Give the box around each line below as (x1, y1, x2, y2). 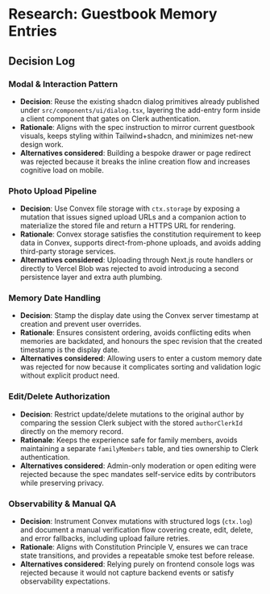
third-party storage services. (19, 247, 116, 257)
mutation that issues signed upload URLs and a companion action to (19, 212, 247, 222)
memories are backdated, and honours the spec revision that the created (19, 337, 263, 346)
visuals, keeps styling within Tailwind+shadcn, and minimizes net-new (19, 131, 254, 140)
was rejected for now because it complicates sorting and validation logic (19, 362, 261, 372)
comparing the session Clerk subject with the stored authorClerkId (19, 417, 243, 428)
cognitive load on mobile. (19, 165, 105, 174)
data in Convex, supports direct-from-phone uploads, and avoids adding (19, 238, 261, 248)
